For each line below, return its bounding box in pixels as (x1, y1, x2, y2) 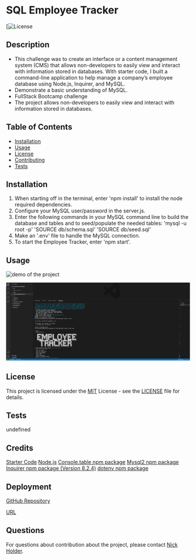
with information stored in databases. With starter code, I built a (14, 68, 168, 75)
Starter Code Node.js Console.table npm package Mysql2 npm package (6, 459, 179, 466)
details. (6, 393, 24, 401)
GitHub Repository (6, 497, 51, 504)
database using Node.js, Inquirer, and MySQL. (14, 80, 125, 87)
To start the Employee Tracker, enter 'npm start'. (14, 238, 131, 246)
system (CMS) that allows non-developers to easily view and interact (14, 61, 180, 68)
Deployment (6, 482, 52, 492)
